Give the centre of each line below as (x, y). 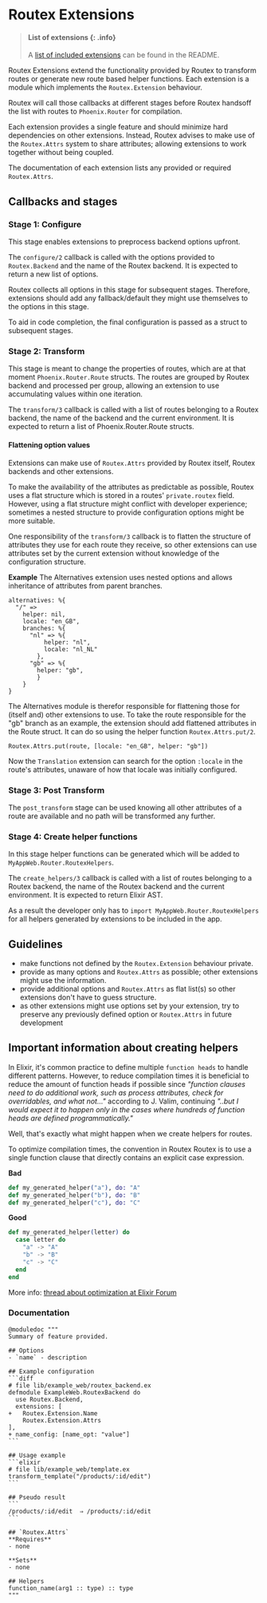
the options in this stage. (49, 307)
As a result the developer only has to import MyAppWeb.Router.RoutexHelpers (133, 911)
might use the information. (63, 980)
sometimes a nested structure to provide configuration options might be (126, 512)
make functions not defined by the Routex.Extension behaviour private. (136, 963)
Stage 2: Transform (47, 351)
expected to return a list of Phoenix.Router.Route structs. (101, 427)
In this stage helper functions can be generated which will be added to (124, 854)
